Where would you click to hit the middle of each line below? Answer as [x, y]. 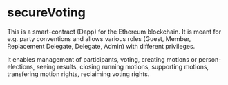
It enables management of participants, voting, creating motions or [102, 59]
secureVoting [47, 13]
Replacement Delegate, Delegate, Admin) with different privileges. [101, 46]
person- [210, 59]
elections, [21, 66]
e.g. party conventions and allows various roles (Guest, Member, [99, 38]
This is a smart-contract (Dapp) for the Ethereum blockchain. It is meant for [114, 32]
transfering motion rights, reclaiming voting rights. [78, 74]
